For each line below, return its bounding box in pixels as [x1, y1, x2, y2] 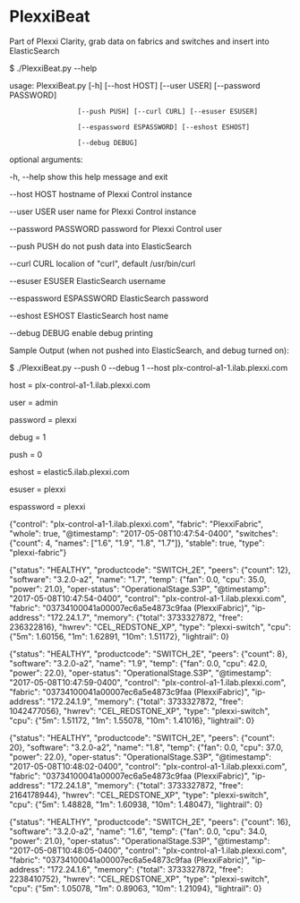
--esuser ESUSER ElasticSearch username [9, 275, 166, 286]
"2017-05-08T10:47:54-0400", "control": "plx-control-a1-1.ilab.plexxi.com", [9, 593, 287, 604]
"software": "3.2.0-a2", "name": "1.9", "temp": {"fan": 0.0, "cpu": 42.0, [9, 658, 268, 668]
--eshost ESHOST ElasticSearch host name [9, 310, 168, 321]
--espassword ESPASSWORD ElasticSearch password [9, 293, 209, 304]
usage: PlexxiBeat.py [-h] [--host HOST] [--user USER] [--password [9, 80, 261, 90]
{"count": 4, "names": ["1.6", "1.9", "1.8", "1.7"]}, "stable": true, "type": [9, 537, 265, 548]
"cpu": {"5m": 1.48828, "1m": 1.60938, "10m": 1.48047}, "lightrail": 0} [9, 799, 263, 810]
